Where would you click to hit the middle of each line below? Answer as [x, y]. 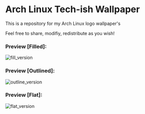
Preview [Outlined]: [30, 71]
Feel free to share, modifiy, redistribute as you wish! [60, 33]
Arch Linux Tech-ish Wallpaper [72, 9]
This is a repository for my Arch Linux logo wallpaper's [63, 23]
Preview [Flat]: [24, 95]
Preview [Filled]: [26, 46]
